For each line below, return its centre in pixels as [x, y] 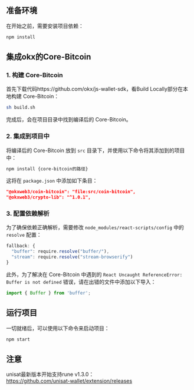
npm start [18, 339]
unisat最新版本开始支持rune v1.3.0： [50, 374]
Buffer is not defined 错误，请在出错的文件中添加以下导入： [81, 282]
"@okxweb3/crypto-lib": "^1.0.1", [49, 197]
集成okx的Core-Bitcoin [49, 57]
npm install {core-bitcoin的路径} [47, 169]
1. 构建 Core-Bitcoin [34, 75]
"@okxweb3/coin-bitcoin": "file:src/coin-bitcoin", [71, 192]
